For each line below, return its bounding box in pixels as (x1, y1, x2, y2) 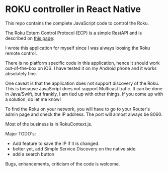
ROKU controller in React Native (5, 4, 141, 15)
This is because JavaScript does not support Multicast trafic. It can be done (5, 85, 162, 91)
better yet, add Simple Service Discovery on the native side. (12, 145, 137, 151)
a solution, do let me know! (5, 96, 61, 102)
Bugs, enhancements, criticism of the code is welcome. (5, 160, 120, 166)
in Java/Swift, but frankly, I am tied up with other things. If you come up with (5, 91, 163, 97)
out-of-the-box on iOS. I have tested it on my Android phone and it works (5, 65, 157, 71)
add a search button (12, 151, 54, 157)
